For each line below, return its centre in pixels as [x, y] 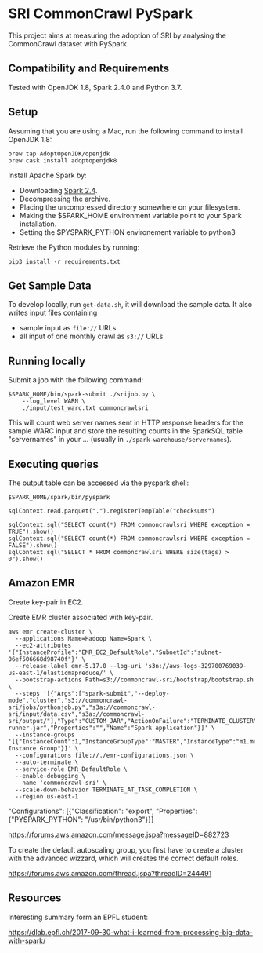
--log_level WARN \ [54, 401]
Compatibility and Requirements [89, 69]
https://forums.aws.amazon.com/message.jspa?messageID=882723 [119, 834]
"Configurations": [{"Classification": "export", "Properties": [103, 811]
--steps [28, 693]
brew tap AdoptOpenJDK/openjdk [59, 154]
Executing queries [54, 464]
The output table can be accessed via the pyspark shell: [99, 483]
